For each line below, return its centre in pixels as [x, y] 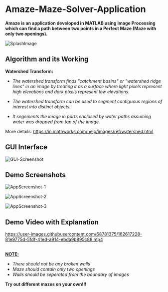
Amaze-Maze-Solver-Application [76, 9]
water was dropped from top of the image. [56, 122]
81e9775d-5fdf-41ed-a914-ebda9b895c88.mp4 [54, 239]
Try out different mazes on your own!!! [46, 284]
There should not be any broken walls [51, 263]
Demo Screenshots [35, 175]
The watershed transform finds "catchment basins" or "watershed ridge [86, 81]
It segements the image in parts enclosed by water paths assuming [82, 116]
